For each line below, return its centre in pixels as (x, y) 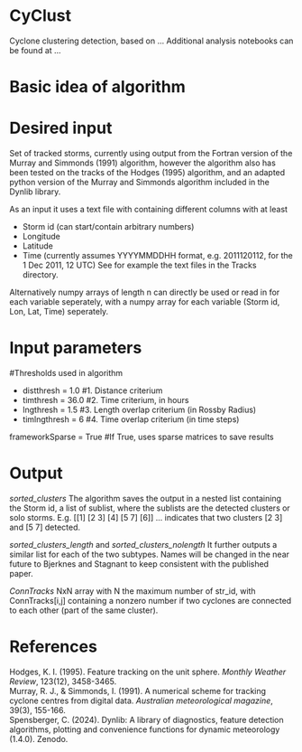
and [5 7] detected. (45, 527)
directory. (40, 275)
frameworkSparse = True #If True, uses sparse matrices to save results (142, 437)
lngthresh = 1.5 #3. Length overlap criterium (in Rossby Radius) (139, 409)
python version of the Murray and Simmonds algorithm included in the (140, 183)
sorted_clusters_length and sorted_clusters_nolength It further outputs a (143, 544)
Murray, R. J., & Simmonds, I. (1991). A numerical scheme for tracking (138, 691)
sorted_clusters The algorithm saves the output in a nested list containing (146, 498)
